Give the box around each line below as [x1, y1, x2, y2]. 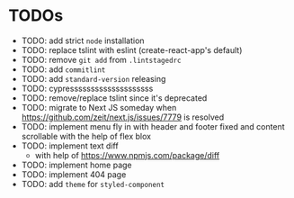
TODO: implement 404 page [21, 168, 127, 180]
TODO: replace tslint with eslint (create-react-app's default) [21, 44, 243, 55]
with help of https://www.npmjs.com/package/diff [34, 149, 220, 160]
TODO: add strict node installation [21, 35, 145, 46]
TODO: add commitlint [21, 64, 106, 75]
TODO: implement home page [21, 159, 132, 170]
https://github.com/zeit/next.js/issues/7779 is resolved [21, 112, 225, 122]
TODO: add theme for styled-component [21, 178, 165, 189]
